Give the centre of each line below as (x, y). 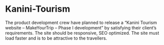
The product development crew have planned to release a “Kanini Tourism (81, 22)
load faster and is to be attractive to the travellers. (56, 38)
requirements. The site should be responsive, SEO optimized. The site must (82, 33)
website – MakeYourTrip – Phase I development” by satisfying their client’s (81, 27)
